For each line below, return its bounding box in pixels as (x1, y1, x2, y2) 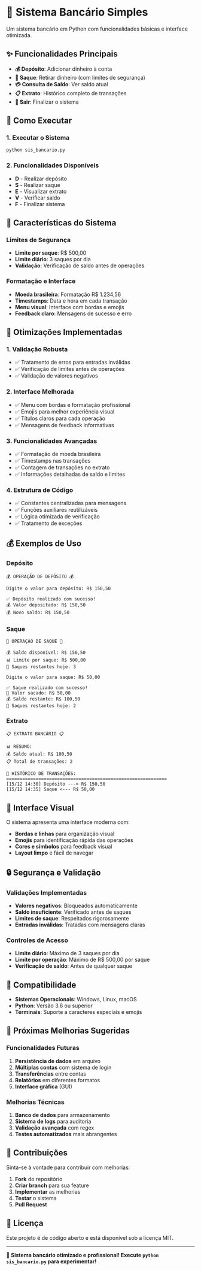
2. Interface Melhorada (6, 388, 74, 396)
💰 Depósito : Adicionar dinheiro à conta (14, 65, 112, 73)
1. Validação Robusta (6, 345, 68, 353)
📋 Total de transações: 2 (6, 759, 73, 765)
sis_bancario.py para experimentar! (6, 1258, 97, 1265)
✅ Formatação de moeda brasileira (14, 450, 101, 457)
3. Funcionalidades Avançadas (6, 437, 98, 445)
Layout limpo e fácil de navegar (14, 849, 94, 856)
